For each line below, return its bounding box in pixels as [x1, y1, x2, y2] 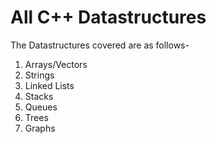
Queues [24, 101, 58, 113]
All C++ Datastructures [10, 6, 207, 29]
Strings [24, 69, 55, 81]
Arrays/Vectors [24, 58, 88, 70]
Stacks [24, 90, 54, 102]
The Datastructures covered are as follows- [10, 39, 190, 51]
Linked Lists [24, 79, 75, 91]
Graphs [24, 122, 56, 134]
